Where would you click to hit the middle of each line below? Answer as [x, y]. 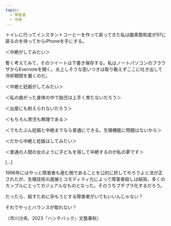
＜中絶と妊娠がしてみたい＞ [34, 87]
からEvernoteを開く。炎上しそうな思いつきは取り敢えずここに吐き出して [86, 69]
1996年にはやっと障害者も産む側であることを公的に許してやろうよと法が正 [84, 173]
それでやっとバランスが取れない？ [41, 208]
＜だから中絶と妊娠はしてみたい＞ [41, 141]
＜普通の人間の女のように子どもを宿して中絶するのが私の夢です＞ [75, 152]
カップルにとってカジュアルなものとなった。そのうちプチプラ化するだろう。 [85, 186]
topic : [12, 10]
